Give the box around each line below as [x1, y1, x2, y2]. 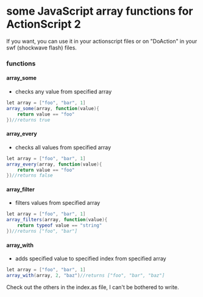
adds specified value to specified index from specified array [15, 255, 166, 262]
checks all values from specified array [15, 144, 112, 151]
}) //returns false [6, 172, 53, 178]
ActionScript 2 [6, 17, 81, 31]
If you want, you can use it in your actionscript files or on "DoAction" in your [6, 37, 198, 45]
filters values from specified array [15, 199, 101, 207]
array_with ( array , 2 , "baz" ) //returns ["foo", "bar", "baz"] [6, 273, 165, 279]
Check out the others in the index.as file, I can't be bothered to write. [6, 283, 179, 291]
